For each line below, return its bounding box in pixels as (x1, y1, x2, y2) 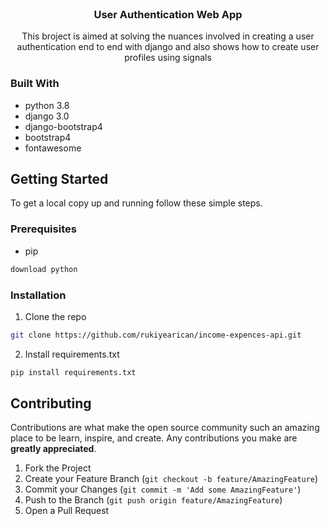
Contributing (10, 395, 92, 412)
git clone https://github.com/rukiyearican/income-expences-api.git (10, 330, 302, 340)
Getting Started (10, 170, 109, 187)
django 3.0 (24, 110, 70, 122)
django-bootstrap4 (24, 120, 103, 132)
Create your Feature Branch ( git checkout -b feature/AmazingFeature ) (24, 473, 319, 485)
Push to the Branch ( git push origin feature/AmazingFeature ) (24, 494, 283, 506)
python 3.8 (24, 99, 70, 111)
